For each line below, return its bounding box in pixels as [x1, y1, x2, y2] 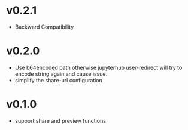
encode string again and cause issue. [14, 70, 108, 78]
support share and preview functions [14, 117, 107, 124]
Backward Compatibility [14, 23, 74, 30]
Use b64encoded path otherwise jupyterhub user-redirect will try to [14, 64, 183, 71]
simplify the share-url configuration [14, 76, 103, 83]
